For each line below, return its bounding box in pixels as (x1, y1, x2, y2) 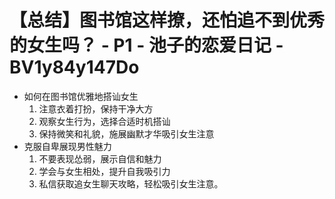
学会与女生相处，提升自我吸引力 (38, 165, 171, 177)
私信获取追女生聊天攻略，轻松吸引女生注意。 (38, 177, 224, 190)
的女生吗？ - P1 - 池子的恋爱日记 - (9, 34, 284, 57)
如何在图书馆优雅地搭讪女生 (23, 90, 139, 102)
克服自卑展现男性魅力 (23, 140, 112, 152)
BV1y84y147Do (9, 56, 140, 79)
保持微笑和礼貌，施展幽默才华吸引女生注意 (38, 127, 215, 140)
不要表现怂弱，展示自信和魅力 (38, 152, 162, 165)
